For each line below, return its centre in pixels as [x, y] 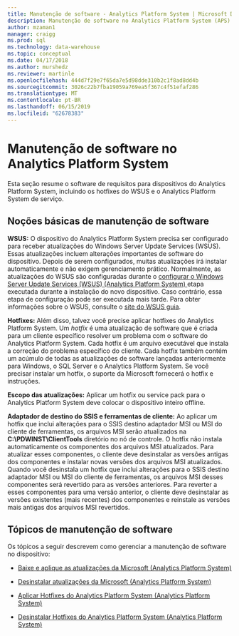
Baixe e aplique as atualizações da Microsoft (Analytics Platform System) [125, 568]
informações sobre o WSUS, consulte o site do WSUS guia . [94, 307]
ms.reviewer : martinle [41, 73]
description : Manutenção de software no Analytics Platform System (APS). [121, 21]
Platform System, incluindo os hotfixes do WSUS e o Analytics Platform [111, 191]
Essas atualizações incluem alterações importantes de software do [106, 253]
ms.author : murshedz [38, 67]
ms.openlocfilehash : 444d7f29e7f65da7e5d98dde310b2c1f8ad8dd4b [103, 80]
